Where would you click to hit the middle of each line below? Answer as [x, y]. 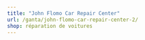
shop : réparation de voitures [50, 26]
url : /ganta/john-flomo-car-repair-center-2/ [72, 20]
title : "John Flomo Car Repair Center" [64, 13]
